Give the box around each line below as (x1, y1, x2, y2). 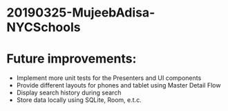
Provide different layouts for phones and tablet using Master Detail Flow (16, 81, 221, 90)
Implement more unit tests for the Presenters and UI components (16, 74, 202, 82)
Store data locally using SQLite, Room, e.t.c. (16, 96, 142, 104)
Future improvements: (6, 51, 137, 67)
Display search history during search (16, 88, 122, 97)
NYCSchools (6, 19, 81, 35)
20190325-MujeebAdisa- (6, 5, 155, 21)
